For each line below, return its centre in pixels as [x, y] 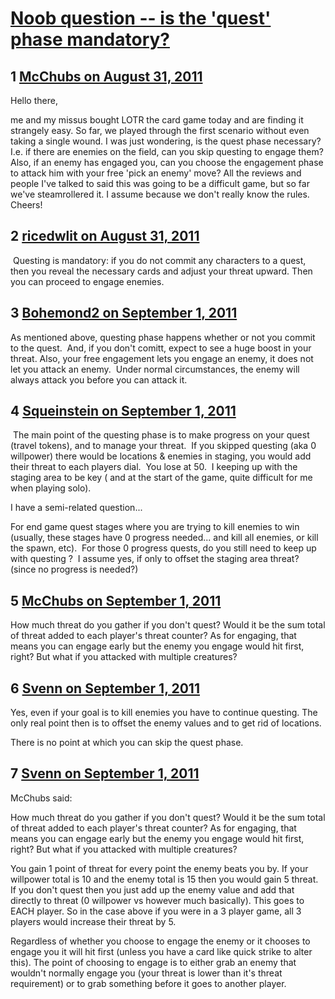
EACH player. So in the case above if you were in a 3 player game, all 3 [156, 911]
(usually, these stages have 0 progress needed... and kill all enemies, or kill [164, 538]
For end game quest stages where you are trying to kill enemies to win [155, 527]
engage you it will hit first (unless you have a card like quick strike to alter [161, 951]
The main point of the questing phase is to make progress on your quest [161, 435]
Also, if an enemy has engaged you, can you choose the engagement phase [167, 162]
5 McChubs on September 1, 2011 [116, 600]
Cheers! [26, 205]
